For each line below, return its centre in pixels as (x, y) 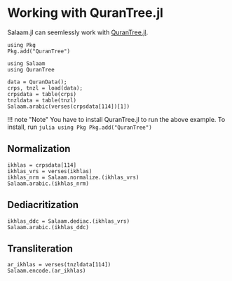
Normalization (39, 149)
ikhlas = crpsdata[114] (42, 165)
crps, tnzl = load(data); (45, 88)
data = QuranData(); (37, 82)
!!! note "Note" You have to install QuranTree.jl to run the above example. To (116, 119)
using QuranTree (31, 69)
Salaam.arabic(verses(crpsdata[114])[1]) (69, 107)
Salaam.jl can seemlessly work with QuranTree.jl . (78, 32)
